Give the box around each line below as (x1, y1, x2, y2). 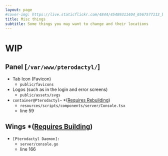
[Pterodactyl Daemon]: (12, 136, 60, 141)
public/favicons (19, 82, 54, 87)
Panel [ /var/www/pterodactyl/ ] (5, 62, 100, 71)
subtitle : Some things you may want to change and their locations (5, 21, 149, 26)
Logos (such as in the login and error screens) (12, 86, 108, 92)
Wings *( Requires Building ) (5, 122, 93, 130)
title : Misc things (5, 16, 46, 21)
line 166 (19, 146, 36, 152)
